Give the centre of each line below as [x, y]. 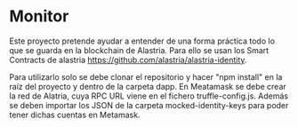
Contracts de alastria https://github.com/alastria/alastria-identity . [128, 60]
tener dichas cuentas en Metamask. [75, 115]
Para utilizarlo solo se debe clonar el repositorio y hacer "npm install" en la [146, 76]
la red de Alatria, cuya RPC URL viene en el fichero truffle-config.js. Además [149, 96]
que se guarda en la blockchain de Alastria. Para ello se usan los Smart [139, 50]
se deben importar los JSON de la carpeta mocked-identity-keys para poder [149, 105]
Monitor [39, 16]
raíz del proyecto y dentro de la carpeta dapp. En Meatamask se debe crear [148, 86]
